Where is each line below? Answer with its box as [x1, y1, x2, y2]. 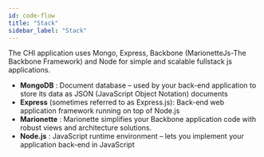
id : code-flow [8, 11, 56, 20]
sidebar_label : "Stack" [8, 26, 88, 34]
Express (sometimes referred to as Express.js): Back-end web [19, 97, 225, 108]
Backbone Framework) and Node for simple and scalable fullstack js [8, 57, 233, 66]
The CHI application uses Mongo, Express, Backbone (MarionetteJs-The [8, 49, 246, 58]
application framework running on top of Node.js [19, 106, 180, 116]
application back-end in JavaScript [19, 140, 135, 150]
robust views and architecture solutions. [19, 123, 152, 132]
